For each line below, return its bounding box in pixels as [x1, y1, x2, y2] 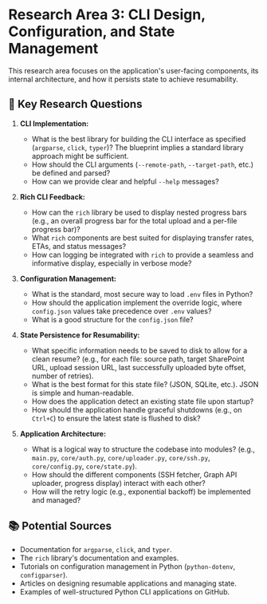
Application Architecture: [19, 428, 106, 438]
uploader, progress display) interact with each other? [31, 478, 206, 488]
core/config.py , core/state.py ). [31, 461, 138, 471]
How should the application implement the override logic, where [31, 298, 242, 307]
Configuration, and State [8, 22, 175, 41]
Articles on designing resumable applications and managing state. [19, 578, 237, 588]
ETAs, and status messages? [31, 241, 126, 251]
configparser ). [19, 570, 68, 579]
